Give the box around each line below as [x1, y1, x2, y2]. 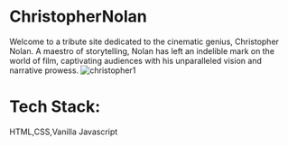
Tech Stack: [9, 96, 101, 117]
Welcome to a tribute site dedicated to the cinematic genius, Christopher [9, 36, 280, 47]
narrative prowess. [9, 65, 79, 76]
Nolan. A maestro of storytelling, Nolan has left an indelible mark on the [9, 45, 275, 56]
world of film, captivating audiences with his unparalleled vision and [9, 55, 262, 66]
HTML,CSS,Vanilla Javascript [9, 126, 118, 137]
